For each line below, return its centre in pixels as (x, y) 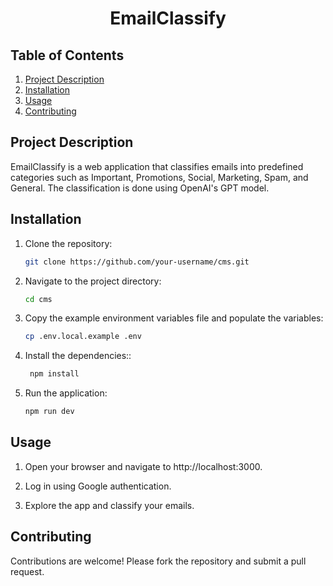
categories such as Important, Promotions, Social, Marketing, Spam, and (159, 177)
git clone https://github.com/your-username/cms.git (137, 262)
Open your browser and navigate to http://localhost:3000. (143, 466)
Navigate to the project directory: (93, 281)
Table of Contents (67, 55)
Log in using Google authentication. (98, 486)
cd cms (38, 299)
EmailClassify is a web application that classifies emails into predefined (157, 166)
